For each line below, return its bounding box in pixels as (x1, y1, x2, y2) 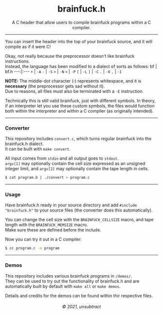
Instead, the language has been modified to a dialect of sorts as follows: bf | (5, 63, 157, 69)
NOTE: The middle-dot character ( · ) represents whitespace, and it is (5, 78, 142, 83)
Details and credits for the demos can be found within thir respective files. (5, 293, 153, 298)
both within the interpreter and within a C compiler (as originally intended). (5, 108, 154, 114)
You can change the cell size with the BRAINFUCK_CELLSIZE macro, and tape (5, 217, 154, 223)
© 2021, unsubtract (62, 304, 101, 310)
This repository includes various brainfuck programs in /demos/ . (5, 273, 132, 279)
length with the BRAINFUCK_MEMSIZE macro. (5, 222, 88, 228)
